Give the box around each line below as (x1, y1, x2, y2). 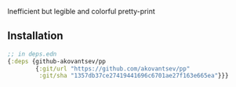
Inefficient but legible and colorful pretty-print (7, 7, 155, 16)
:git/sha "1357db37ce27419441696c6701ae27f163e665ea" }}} (38, 72, 229, 80)
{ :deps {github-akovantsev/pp (7, 57, 107, 65)
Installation (7, 29, 64, 42)
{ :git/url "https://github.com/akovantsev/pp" (35, 64, 191, 73)
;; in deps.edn (7, 50, 57, 58)
